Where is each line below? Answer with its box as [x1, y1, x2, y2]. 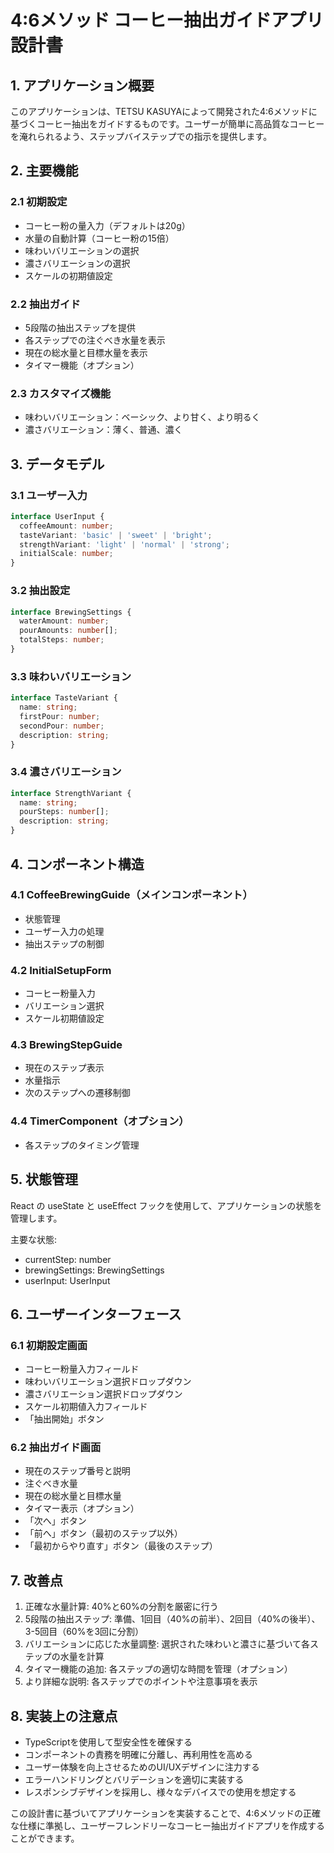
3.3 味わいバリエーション [10, 669, 132, 683]
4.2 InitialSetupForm [10, 963, 112, 977]
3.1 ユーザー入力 [10, 488, 88, 502]
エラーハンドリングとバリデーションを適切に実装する [24, 1774, 245, 1786]
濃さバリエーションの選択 [24, 257, 131, 269]
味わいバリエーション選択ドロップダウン [24, 1376, 192, 1388]
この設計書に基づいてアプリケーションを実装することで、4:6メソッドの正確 [10, 1807, 322, 1820]
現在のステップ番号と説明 [24, 1465, 131, 1477]
